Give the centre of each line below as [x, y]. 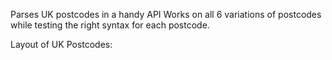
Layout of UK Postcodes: [61, 44]
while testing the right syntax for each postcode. [110, 25]
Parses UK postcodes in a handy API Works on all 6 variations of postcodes [166, 14]
